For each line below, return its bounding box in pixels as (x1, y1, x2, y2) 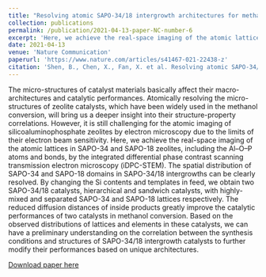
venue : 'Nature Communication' (8, 48, 112, 56)
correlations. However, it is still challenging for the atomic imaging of (8, 118, 232, 127)
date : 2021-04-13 (8, 41, 66, 49)
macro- (215, 85, 240, 94)
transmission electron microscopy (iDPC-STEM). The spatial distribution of (8, 160, 252, 170)
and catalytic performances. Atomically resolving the (52, 93, 226, 103)
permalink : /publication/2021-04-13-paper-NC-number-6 (8, 26, 193, 34)
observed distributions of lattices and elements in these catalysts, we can (8, 219, 249, 229)
